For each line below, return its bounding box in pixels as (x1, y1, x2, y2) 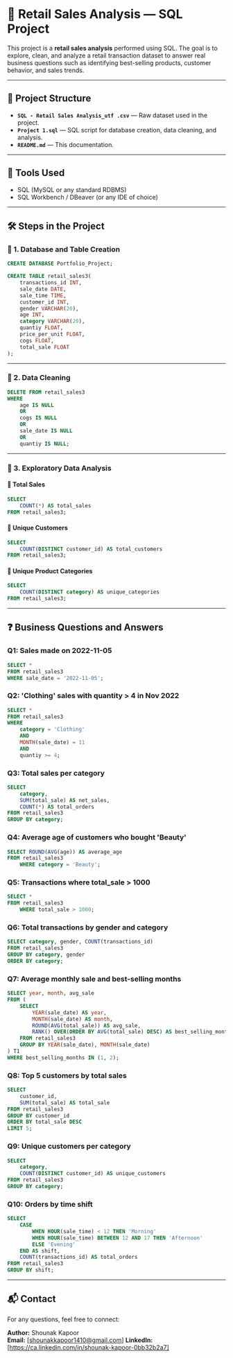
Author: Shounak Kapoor (7, 1328, 80, 1337)
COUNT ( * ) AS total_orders (19, 803, 95, 810)
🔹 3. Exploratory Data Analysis (7, 463, 112, 473)
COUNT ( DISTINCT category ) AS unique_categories (19, 589, 159, 595)
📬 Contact (7, 1293, 56, 1305)
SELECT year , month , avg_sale (7, 990, 95, 997)
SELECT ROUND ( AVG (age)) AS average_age (7, 848, 123, 855)
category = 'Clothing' (19, 726, 85, 733)
